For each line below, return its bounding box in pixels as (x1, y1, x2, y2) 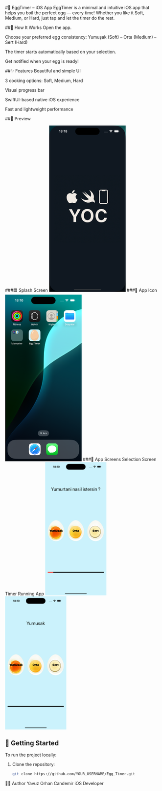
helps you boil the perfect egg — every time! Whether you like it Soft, (5, 10, 144, 16)
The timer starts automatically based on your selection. (5, 49, 116, 55)
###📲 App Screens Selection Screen (82, 457, 157, 463)
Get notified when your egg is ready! (5, 58, 79, 64)
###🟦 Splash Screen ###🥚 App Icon (5, 287, 158, 293)
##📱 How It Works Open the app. (5, 25, 72, 30)
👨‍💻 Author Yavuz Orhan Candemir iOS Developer (5, 781, 104, 787)
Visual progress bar (5, 87, 45, 93)
